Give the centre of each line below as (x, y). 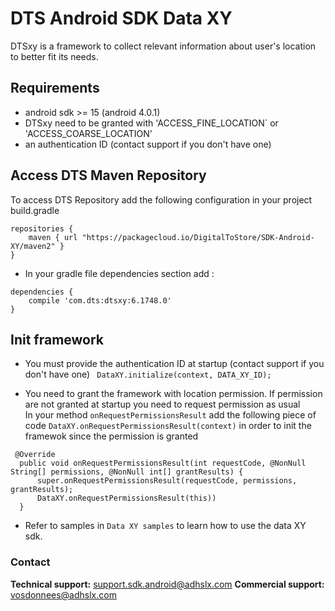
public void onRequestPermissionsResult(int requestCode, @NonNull (163, 463)
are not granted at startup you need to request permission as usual (162, 404)
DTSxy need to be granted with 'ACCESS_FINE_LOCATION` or (151, 123)
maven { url (53, 237)
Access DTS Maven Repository (108, 175)
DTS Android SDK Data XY (121, 18)
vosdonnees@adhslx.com (63, 594)
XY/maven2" (33, 246)
